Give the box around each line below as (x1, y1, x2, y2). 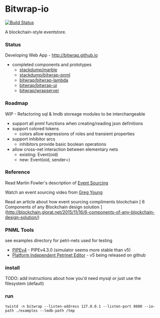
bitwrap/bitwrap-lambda (19, 77, 69, 83)
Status (5, 41, 21, 48)
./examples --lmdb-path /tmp (16, 308, 75, 313)
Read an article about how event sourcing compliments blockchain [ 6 (5, 199, 145, 204)
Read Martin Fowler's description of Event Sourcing (5, 179, 108, 186)
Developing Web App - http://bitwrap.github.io (5, 52, 98, 58)
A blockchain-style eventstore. (5, 29, 67, 35)
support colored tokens (12, 125, 59, 131)
